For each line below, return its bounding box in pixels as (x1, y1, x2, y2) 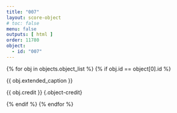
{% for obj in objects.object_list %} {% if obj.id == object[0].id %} (6, 65, 172, 72)
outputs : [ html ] (6, 32, 53, 38)
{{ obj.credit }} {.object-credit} (6, 89, 82, 96)
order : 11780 (6, 37, 40, 43)
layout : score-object (6, 15, 62, 21)
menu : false (6, 26, 37, 32)
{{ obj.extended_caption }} (6, 77, 73, 84)
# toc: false (6, 20, 40, 26)
